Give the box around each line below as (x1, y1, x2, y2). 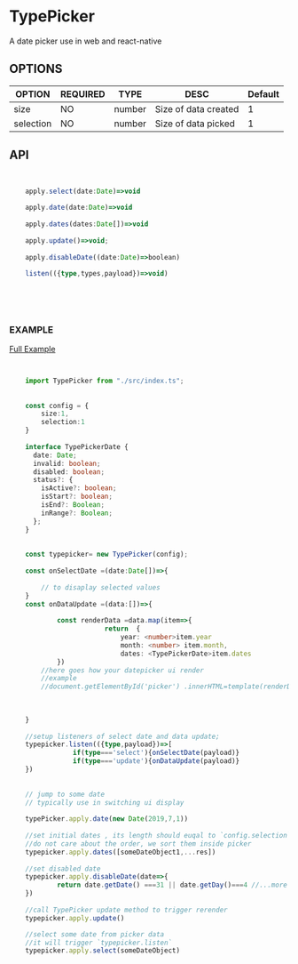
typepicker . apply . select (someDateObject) (25, 946, 180, 955)
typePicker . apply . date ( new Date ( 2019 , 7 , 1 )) (25, 815, 189, 823)
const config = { (25, 401, 90, 410)
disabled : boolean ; (32, 467, 105, 477)
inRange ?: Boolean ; (41, 509, 114, 518)
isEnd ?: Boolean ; (41, 501, 105, 510)
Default (247, 87, 279, 100)
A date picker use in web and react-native (9, 36, 162, 46)
